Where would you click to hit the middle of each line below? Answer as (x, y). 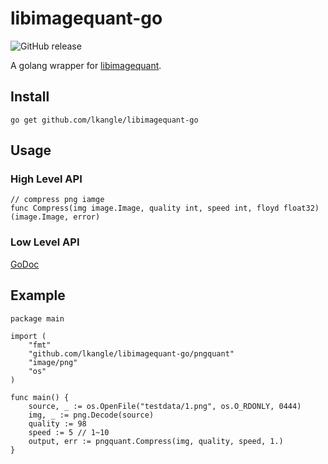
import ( (28, 336)
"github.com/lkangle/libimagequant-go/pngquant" (131, 353)
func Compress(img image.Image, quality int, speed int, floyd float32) (165, 208)
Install (30, 97)
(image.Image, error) (55, 217)
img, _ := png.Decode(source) (91, 415)
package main (37, 318)
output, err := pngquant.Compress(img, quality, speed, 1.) (156, 441)
